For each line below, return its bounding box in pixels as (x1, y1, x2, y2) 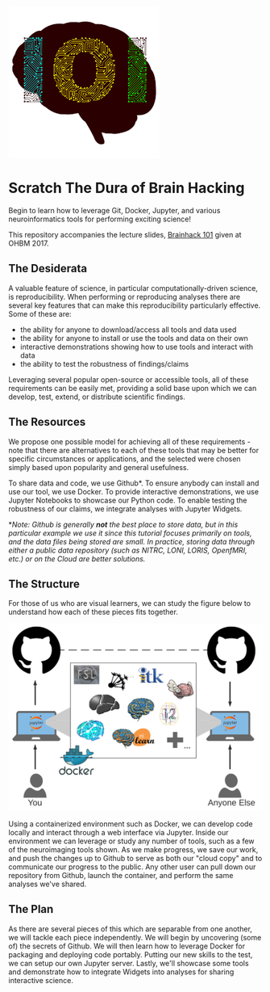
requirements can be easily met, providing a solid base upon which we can (8, 383, 257, 393)
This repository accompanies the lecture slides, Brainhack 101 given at (8, 229, 242, 239)
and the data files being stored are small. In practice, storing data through (8, 536, 255, 546)
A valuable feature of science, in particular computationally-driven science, (8, 283, 258, 292)
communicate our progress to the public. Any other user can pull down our (8, 862, 256, 872)
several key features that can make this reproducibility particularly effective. (8, 301, 261, 310)
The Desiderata (8, 262, 87, 275)
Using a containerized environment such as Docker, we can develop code (8, 818, 253, 829)
